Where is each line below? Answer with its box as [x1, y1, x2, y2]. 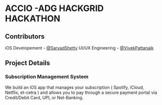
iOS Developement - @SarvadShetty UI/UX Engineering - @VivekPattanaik [5, 45, 154, 51]
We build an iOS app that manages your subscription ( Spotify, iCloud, [5, 84, 144, 90]
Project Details [5, 59, 50, 67]
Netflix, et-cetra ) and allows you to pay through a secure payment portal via [5, 90, 157, 95]
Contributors [5, 32, 45, 40]
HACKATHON [5, 13, 60, 24]
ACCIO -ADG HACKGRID [5, 3, 104, 14]
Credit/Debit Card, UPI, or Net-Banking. [5, 94, 84, 100]
